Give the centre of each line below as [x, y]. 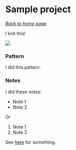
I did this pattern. [23, 67]
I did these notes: [23, 92]
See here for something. [31, 142]
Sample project [38, 9]
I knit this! [16, 33]
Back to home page [26, 23]
